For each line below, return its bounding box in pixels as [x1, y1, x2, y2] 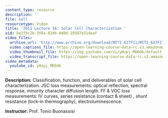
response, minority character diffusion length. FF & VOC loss [5, 88, 130, 94]
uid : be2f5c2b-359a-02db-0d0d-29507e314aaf [5, 31, 97, 36]
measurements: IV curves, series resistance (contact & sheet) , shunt [5, 93, 147, 99]
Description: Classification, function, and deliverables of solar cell [5, 77, 142, 83]
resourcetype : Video [5, 21, 48, 27]
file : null [5, 17, 28, 22]
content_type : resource [5, 7, 55, 13]
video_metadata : [5, 59, 39, 64]
